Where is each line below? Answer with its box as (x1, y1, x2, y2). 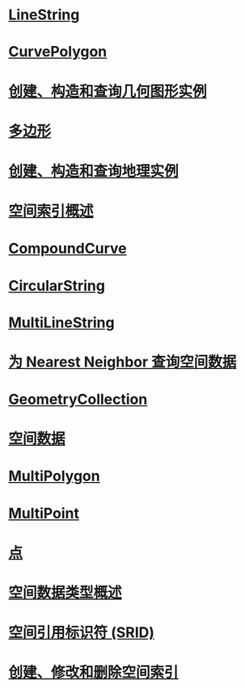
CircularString (8, 276, 105, 295)
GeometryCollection (8, 390, 148, 409)
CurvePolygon (8, 43, 108, 61)
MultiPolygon (8, 467, 100, 485)
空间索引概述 (8, 202, 95, 220)
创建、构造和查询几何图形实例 (8, 82, 208, 100)
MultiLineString (8, 313, 115, 332)
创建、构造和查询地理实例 (8, 162, 180, 180)
